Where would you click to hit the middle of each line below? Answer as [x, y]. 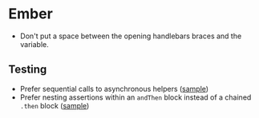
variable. [34, 44]
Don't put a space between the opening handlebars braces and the [131, 36]
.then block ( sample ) [55, 105]
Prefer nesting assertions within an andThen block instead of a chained [136, 97]
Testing [28, 70]
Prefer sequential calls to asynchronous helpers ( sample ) [114, 88]
